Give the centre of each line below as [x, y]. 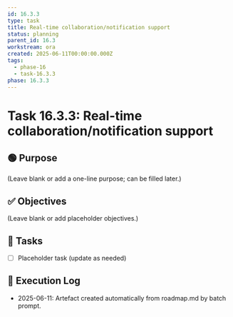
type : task [24, 21]
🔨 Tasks [25, 241]
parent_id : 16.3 [31, 41]
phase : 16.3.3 [29, 80]
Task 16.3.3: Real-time [75, 116]
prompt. [29, 306]
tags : [15, 61]
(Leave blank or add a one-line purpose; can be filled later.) [94, 178]
